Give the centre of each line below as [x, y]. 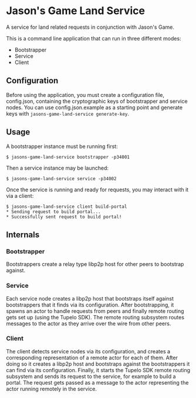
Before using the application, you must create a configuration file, [85, 95]
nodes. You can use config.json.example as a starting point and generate [94, 107]
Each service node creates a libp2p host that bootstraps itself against [90, 298]
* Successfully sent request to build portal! [64, 217]
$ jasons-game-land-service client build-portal [67, 207]
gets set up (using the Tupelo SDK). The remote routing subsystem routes [95, 317]
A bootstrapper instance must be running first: [62, 146]
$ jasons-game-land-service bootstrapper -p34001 [68, 157]
